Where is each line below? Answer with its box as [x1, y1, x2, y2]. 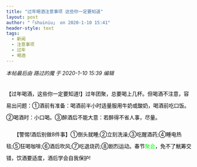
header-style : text [6, 25, 54, 31]
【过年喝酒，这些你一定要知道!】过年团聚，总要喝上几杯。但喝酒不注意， [6, 90, 185, 97]
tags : [6, 31, 20, 37]
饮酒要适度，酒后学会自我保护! [16, 154, 91, 161]
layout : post [6, 14, 38, 20]
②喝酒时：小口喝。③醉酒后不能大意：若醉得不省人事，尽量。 [6, 113, 161, 121]
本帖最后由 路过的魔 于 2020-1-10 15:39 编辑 [6, 69, 114, 77]
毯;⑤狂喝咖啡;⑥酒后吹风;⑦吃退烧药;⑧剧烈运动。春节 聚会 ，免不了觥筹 [6, 142, 186, 149]
